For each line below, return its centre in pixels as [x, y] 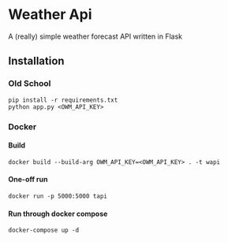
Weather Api [50, 15]
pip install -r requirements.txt [63, 100]
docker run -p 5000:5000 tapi [58, 196]
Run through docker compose [58, 214]
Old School [30, 84]
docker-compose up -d [44, 230]
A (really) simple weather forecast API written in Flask [95, 36]
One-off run [28, 180]
